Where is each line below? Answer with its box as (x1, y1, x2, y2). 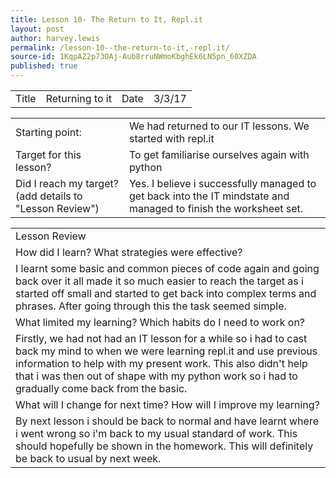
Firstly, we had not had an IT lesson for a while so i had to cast (15, 332, 308, 345)
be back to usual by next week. (15, 452, 162, 465)
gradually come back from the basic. (15, 382, 188, 395)
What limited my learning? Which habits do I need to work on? (15, 316, 306, 329)
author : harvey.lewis (10, 33, 101, 43)
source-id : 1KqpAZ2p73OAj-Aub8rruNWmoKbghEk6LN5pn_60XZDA (10, 52, 257, 62)
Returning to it (45, 92, 112, 105)
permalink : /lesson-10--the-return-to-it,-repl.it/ (10, 42, 230, 53)
